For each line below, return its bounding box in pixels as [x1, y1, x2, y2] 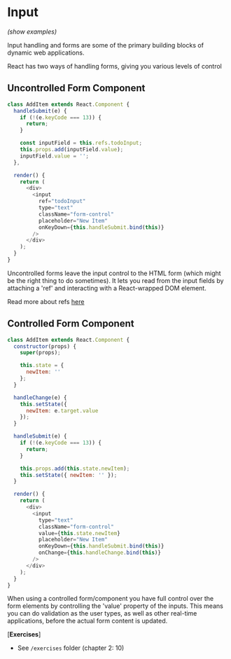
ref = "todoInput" [38, 197, 86, 205]
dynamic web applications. [7, 48, 85, 57]
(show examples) [7, 27, 57, 36]
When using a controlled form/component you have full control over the [7, 595, 214, 603]
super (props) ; [20, 349, 61, 356]
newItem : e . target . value [25, 407, 99, 414]
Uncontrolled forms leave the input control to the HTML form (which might [7, 269, 222, 277]
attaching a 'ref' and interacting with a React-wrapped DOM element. [7, 284, 206, 292]
